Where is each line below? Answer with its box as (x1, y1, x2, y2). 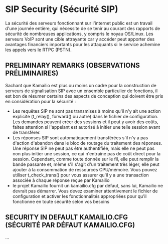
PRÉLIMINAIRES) (5, 69, 59, 78)
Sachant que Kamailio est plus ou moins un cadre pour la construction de (5, 82, 156, 88)
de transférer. (12, 129, 41, 135)
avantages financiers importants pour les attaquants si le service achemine (5, 41, 160, 47)
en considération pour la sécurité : (5, 98, 76, 104)
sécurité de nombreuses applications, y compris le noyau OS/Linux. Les (5, 31, 154, 37)
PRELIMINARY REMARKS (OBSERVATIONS (5, 61, 140, 70)
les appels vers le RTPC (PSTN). (5, 47, 72, 53)
